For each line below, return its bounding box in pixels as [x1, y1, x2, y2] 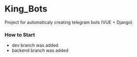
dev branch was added [11, 43, 58, 48]
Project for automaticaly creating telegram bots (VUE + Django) [4, 19, 133, 25]
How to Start [4, 31, 35, 38]
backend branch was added [11, 47, 69, 54]
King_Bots [4, 3, 48, 14]
